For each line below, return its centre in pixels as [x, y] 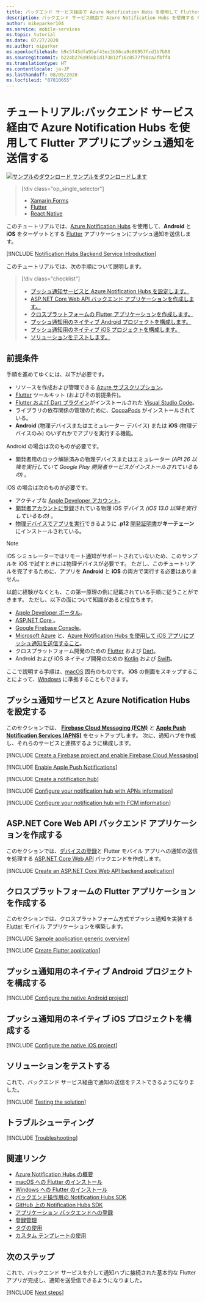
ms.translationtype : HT [37, 63]
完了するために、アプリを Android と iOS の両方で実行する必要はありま [107, 571]
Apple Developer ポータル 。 [50, 612]
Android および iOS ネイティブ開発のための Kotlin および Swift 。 [95, 658]
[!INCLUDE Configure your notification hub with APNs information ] [90, 791]
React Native [46, 214]
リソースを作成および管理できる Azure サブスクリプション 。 [91, 387]
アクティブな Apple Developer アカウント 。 [69, 500]
